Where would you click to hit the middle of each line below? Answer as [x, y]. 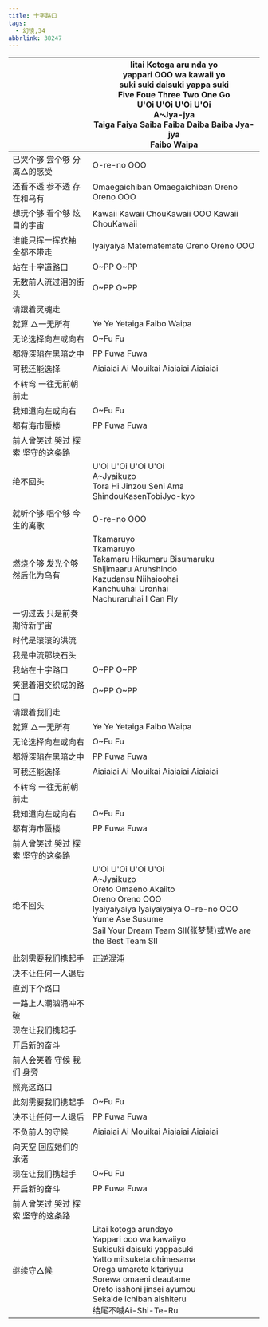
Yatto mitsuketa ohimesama [144, 1259]
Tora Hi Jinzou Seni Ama [138, 486]
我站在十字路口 [41, 670]
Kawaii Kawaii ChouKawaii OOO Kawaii [165, 214]
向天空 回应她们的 [45, 1147]
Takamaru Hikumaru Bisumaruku [154, 559]
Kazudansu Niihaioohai [135, 579]
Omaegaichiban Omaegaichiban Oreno [165, 187]
